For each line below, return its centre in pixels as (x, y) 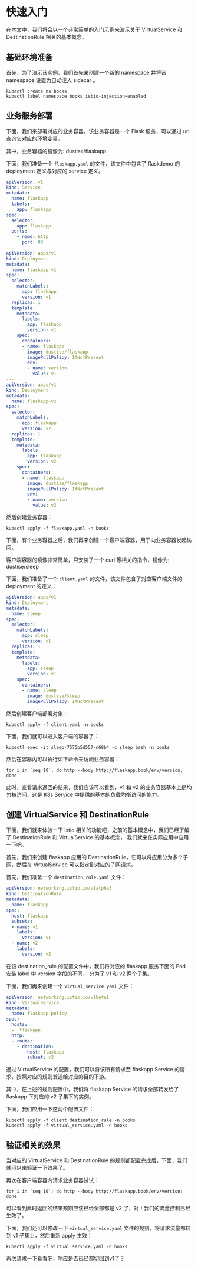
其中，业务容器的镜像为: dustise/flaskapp (56, 151)
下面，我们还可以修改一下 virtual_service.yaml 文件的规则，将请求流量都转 (99, 1228)
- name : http (33, 237)
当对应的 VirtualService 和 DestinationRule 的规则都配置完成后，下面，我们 (97, 1160)
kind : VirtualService (33, 1002)
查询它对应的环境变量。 (34, 138)
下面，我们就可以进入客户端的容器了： (52, 736)
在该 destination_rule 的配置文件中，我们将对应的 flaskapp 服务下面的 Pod (96, 966)
